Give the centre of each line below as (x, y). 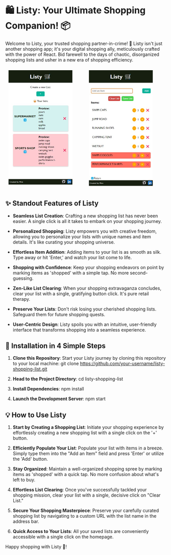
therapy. (21, 299)
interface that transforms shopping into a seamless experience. (79, 330)
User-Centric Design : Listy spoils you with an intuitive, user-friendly (84, 324)
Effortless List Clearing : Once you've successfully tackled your (80, 490)
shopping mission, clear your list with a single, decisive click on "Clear (87, 495)
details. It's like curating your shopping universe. (64, 242)
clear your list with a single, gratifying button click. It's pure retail (81, 294)
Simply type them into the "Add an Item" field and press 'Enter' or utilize (88, 454)
